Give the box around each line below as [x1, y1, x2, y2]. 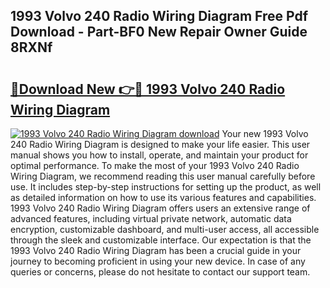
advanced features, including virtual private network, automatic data [10, 213, 292, 224]
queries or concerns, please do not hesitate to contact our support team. [10, 266, 311, 278]
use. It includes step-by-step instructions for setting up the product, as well [10, 181, 322, 193]
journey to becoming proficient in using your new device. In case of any [10, 255, 306, 267]
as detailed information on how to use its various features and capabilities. [10, 192, 317, 203]
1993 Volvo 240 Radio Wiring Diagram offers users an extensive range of [10, 202, 311, 214]
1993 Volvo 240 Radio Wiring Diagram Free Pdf [10, 8, 309, 25]
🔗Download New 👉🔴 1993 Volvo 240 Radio [10, 80, 286, 98]
